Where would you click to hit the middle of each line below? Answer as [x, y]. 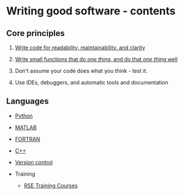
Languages [28, 101]
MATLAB [26, 127]
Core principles [35, 33]
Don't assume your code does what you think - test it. [81, 71]
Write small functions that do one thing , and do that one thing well [96, 59]
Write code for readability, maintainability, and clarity [80, 47]
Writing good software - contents [91, 11]
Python [24, 116]
